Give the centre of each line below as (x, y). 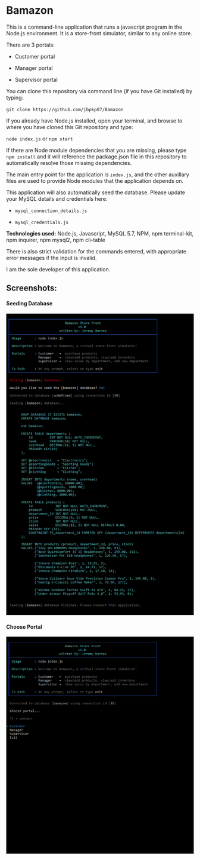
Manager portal (34, 68)
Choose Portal (24, 627)
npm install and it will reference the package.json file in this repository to (96, 157)
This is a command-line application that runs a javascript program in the (94, 27)
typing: (15, 97)
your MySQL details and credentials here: (57, 198)
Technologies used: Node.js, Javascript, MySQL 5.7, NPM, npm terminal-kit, (100, 233)
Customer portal (35, 56)
